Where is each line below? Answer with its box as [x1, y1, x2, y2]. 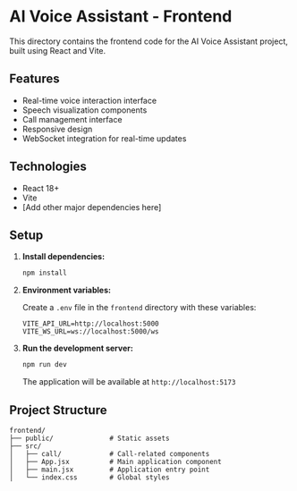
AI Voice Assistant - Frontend [9, 6, 233, 27]
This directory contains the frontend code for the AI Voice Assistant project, [9, 36, 288, 47]
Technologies [9, 159, 88, 174]
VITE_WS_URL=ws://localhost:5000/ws [21, 327, 159, 336]
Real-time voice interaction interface [21, 95, 157, 106]
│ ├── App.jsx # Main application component [9, 457, 222, 466]
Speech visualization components [21, 105, 148, 115]
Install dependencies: [21, 251, 106, 262]
